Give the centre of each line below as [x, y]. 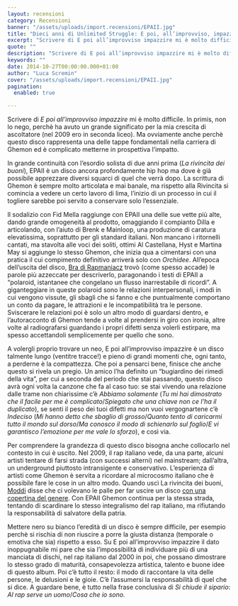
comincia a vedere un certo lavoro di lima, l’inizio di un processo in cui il [112, 193]
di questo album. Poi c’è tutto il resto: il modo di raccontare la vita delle [110, 572]
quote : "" [22, 47]
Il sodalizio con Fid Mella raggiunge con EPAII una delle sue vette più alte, [114, 215]
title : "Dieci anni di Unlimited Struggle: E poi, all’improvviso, [109, 34]
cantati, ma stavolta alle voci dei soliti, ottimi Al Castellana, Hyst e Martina [114, 245]
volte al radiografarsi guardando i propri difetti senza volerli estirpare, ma [114, 327]
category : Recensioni [39, 21]
